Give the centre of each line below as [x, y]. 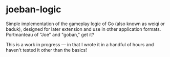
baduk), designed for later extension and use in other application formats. [83, 29]
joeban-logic [34, 9]
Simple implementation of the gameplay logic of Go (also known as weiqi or [86, 24]
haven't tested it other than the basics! [46, 50]
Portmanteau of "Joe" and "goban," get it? [50, 34]
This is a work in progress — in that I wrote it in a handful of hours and [80, 44]
